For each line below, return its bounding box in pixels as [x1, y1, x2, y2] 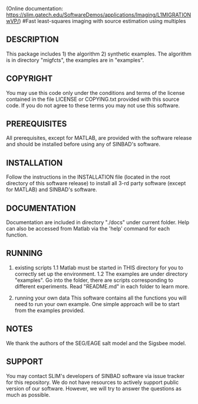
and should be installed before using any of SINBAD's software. [6, 141, 161, 148]
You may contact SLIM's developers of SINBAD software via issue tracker [6, 372, 185, 379]
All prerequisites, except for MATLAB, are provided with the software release [6, 134, 192, 142]
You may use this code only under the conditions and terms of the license [6, 89, 185, 96]
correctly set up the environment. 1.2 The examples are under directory [14, 270, 188, 277]
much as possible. [6, 391, 51, 398]
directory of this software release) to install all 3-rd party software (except [6, 180, 186, 187]
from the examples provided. [14, 307, 85, 314]
